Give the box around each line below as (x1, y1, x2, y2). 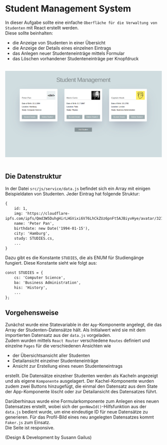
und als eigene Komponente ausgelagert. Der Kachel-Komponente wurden (5, 378, 154, 384)
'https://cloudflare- (25, 211, 70, 216)
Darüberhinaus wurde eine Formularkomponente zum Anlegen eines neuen (5, 398, 159, 404)
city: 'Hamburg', (14, 231, 50, 236)
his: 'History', (14, 285, 48, 290)
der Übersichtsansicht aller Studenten (12, 352, 90, 359)
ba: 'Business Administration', (14, 280, 81, 285)
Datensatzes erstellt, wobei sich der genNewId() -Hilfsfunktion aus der (5, 404, 147, 410)
